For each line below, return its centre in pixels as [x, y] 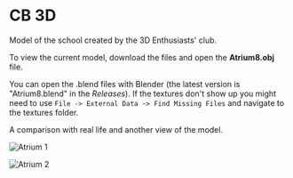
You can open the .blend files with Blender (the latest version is [125, 84]
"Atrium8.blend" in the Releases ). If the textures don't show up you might [143, 93]
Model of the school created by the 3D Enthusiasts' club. [113, 40]
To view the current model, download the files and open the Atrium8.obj [142, 57]
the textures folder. [44, 112]
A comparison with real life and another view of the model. [116, 129]
